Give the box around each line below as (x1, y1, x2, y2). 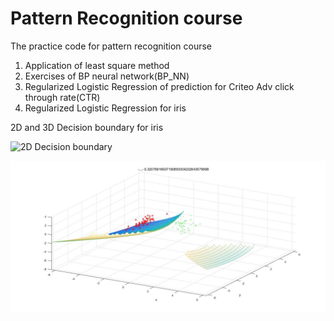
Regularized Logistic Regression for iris (24, 102, 187, 114)
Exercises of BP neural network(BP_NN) (24, 70, 190, 82)
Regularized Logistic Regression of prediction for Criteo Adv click (24, 80, 295, 92)
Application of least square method (24, 59, 170, 71)
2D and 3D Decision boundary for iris (10, 121, 164, 133)
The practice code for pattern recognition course (10, 40, 212, 52)
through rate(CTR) (24, 91, 101, 103)
